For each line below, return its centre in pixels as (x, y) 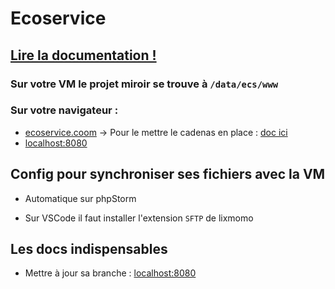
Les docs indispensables (89, 249)
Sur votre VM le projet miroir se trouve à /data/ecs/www (144, 84)
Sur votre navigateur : (64, 110)
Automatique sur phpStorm (80, 198)
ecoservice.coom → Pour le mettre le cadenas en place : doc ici (156, 132)
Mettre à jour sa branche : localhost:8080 (110, 273)
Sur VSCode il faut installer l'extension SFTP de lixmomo (139, 218)
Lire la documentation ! (83, 55)
